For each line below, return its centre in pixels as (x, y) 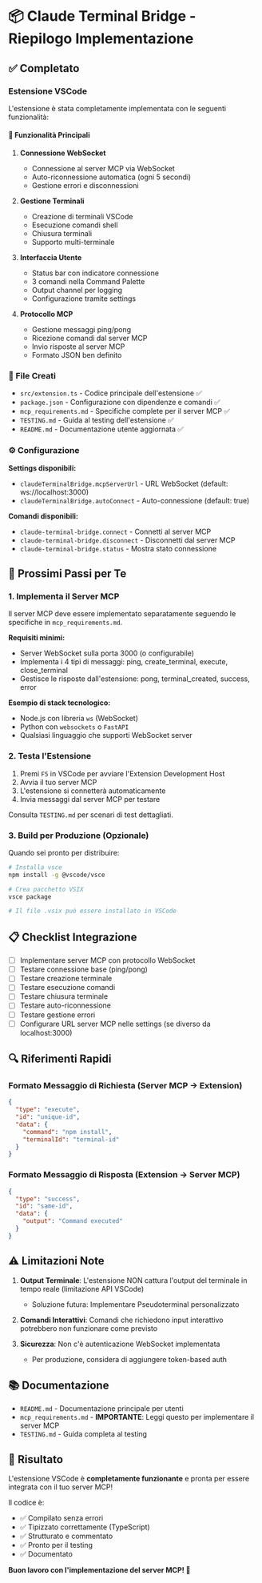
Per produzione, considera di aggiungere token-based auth (129, 1359)
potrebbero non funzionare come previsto (89, 1328)
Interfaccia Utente (51, 258)
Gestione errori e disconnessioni (85, 186)
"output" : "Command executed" (73, 1221)
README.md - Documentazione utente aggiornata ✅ (101, 429)
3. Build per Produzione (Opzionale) (79, 836)
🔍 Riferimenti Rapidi (60, 1059)
